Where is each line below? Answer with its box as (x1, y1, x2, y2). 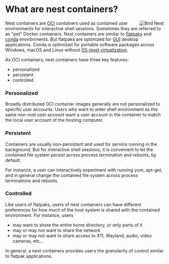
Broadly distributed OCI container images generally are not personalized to (5, 101, 160, 107)
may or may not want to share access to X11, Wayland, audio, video (12, 232, 152, 238)
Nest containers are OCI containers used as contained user (5, 20, 128, 26)
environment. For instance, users (5, 212, 74, 218)
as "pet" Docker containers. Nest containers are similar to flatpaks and (5, 31, 152, 37)
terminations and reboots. (5, 178, 59, 184)
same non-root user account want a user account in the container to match (5, 112, 161, 118)
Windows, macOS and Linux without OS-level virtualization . (5, 47, 128, 53)
